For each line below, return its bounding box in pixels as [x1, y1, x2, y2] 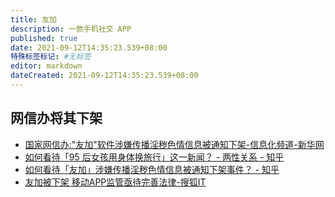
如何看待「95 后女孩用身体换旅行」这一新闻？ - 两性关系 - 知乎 [24, 151, 285, 163]
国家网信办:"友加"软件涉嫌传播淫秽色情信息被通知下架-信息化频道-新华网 [24, 138, 325, 150]
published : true [10, 33, 78, 43]
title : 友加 [10, 14, 57, 25]
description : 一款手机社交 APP [10, 24, 132, 34]
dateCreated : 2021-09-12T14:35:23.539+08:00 [10, 71, 199, 81]
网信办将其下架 [10, 110, 103, 127]
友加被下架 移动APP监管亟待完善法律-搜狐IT [24, 176, 207, 188]
